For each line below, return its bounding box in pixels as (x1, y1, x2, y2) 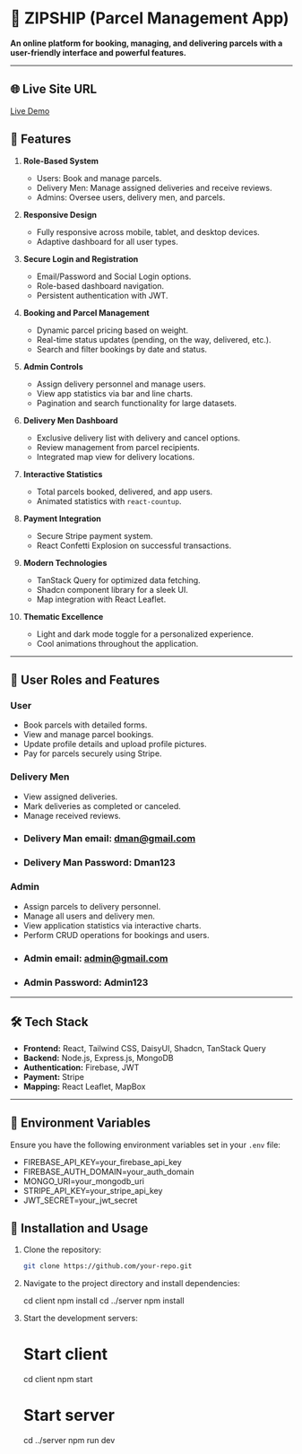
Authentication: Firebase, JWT (22, 1062, 140, 1073)
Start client (22, 1345, 108, 1364)
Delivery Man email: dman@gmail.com (22, 832, 196, 845)
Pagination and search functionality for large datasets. (36, 397, 237, 408)
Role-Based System (22, 155, 99, 166)
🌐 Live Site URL (10, 82, 98, 97)
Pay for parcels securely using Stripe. (22, 748, 162, 759)
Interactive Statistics (22, 468, 103, 479)
